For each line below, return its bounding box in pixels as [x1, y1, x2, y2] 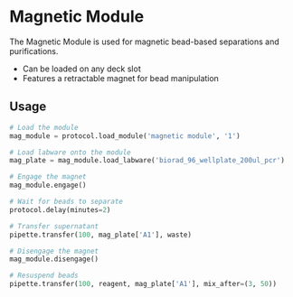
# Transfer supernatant [9, 221, 99, 231]
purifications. [9, 45, 59, 56]
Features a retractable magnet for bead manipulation [22, 72, 220, 83]
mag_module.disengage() [9, 255, 99, 264]
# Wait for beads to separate [9, 197, 124, 206]
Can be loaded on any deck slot [22, 63, 142, 74]
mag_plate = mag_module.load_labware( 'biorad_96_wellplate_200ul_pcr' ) [9, 156, 285, 165]
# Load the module [9, 123, 79, 132]
